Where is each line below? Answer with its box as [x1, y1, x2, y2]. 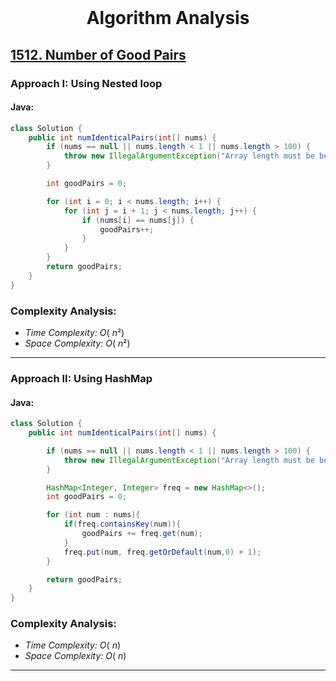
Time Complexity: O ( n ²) [24, 327, 125, 338]
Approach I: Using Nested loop [10, 76, 163, 90]
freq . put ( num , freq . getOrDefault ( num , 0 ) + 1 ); [63, 547, 262, 557]
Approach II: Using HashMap [10, 371, 153, 385]
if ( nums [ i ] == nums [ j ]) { [81, 215, 195, 225]
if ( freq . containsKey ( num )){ [63, 519, 182, 530]
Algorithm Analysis [86, 7, 250, 30]
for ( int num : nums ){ [46, 510, 141, 520]
